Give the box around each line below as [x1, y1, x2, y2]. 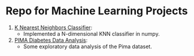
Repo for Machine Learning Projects [5, 4, 188, 18]
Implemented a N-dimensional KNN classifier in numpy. [23, 30, 160, 37]
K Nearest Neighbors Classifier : [14, 24, 93, 31]
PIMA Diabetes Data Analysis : [14, 36, 88, 43]
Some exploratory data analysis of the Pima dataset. [23, 43, 152, 50]
